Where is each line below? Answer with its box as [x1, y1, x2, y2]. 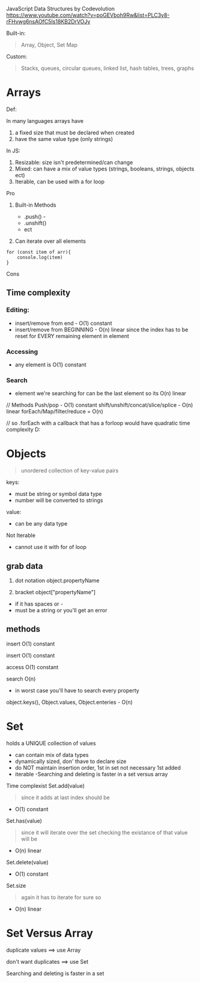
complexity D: [6, 426, 41, 433]
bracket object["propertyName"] [14, 588, 96, 595]
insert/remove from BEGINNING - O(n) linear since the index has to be [14, 325, 189, 333]
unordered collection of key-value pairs [20, 467, 119, 474]
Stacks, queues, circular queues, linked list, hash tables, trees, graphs [20, 64, 194, 72]
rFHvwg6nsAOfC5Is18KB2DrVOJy [6, 18, 91, 25]
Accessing [6, 347, 38, 356]
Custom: [6, 53, 28, 60]
